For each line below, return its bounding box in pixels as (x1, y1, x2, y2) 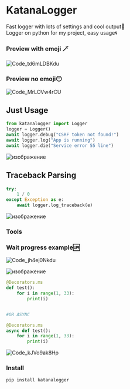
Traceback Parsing (6, 170, 77, 180)
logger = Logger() (6, 126, 51, 132)
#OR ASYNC (6, 311, 30, 317)
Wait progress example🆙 (6, 243, 80, 251)
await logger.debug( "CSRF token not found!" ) (6, 132, 119, 138)
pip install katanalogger (6, 377, 69, 383)
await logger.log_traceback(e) (16, 202, 93, 209)
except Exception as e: (6, 197, 64, 203)
